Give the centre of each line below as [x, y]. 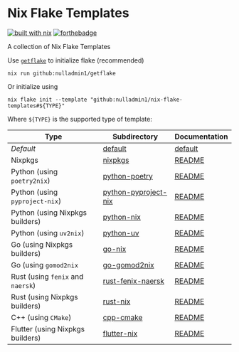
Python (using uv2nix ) [48, 233]
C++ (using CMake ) [41, 317]
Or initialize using [33, 86]
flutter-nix [120, 334]
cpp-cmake [123, 317]
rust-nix [117, 302]
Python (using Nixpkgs [49, 213]
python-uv [121, 233]
